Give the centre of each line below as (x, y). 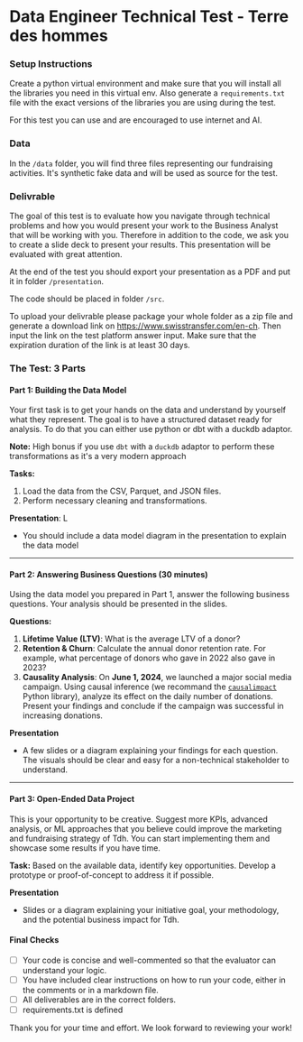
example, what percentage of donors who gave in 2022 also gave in (149, 658)
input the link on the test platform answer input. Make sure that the (133, 336)
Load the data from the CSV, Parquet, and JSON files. (122, 491)
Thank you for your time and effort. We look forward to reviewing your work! (151, 1028)
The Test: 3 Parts (47, 369)
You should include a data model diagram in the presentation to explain (154, 536)
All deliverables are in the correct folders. (99, 1000)
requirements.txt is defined (73, 1010)
